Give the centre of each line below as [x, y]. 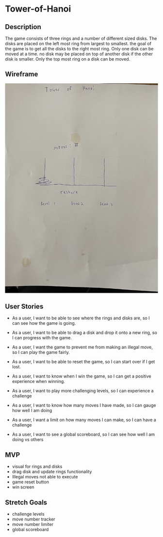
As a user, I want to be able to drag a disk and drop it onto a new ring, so [85, 332]
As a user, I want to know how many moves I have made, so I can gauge [84, 405]
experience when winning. [39, 381]
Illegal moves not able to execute [45, 477]
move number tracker [34, 519]
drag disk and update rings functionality [52, 472]
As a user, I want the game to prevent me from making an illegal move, [82, 347]
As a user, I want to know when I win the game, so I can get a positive [81, 376]
